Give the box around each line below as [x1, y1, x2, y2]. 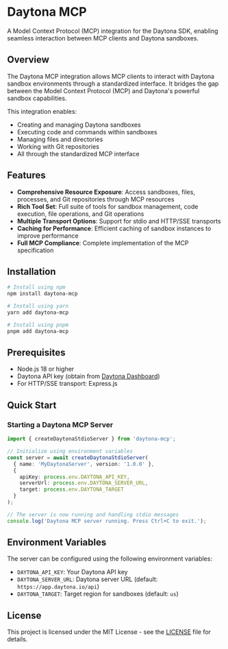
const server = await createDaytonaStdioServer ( [7, 454, 149, 461]
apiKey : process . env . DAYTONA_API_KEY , [19, 474, 130, 480]
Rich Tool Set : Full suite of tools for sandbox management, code [16, 202, 199, 210]
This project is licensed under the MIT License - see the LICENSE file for [7, 628, 211, 636]
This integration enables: [7, 107, 77, 115]
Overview [7, 54, 50, 66]
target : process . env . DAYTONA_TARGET [19, 486, 125, 493]
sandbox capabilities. [7, 94, 67, 102]
